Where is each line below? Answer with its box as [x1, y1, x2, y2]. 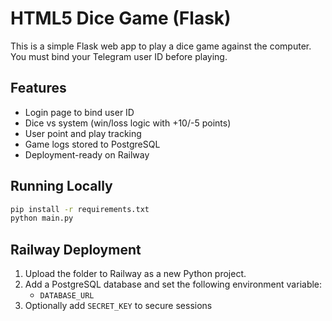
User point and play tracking [24, 127, 142, 139]
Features [10, 80, 67, 97]
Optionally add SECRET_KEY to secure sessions [24, 300, 213, 312]
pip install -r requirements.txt [10, 204, 150, 214]
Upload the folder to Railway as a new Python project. [24, 268, 247, 280]
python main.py [10, 213, 74, 224]
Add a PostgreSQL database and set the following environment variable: [24, 278, 323, 291]
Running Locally [10, 178, 113, 195]
